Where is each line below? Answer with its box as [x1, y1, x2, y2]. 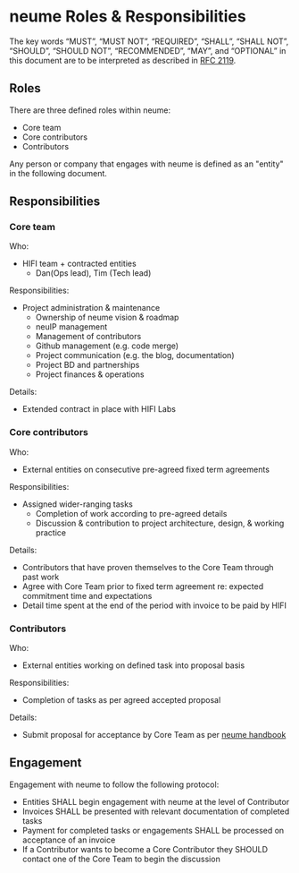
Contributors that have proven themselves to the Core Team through [21, 561, 274, 572]
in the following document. [9, 167, 107, 178]
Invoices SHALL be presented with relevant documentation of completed [21, 806, 290, 817]
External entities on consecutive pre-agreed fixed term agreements [21, 464, 270, 475]
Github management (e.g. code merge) [35, 340, 179, 351]
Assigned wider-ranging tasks [21, 499, 134, 509]
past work [21, 571, 60, 582]
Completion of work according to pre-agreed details [35, 508, 228, 518]
